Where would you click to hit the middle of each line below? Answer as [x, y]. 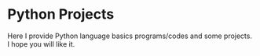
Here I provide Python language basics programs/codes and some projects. [130, 36]
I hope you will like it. [41, 44]
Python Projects [61, 14]
